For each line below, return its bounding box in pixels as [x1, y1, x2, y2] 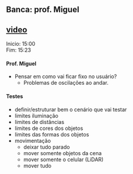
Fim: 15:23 [6, 46, 31, 53]
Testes [6, 93, 24, 99]
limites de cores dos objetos [14, 125, 84, 132]
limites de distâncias [14, 118, 65, 125]
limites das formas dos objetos [14, 130, 89, 138]
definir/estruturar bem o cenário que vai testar [14, 106, 127, 113]
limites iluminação [14, 112, 59, 119]
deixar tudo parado [23, 143, 70, 150]
